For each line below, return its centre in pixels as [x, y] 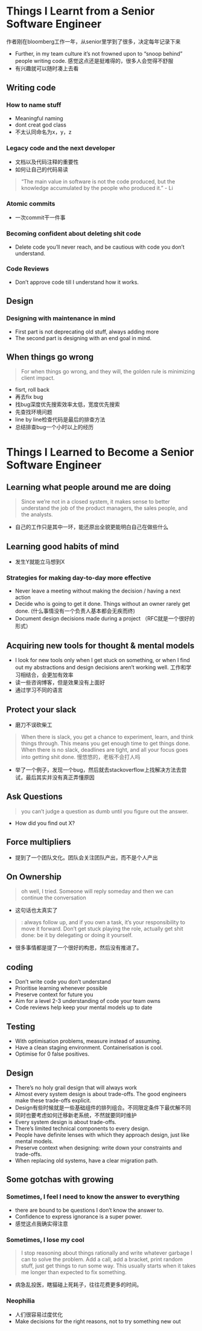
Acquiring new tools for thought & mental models [100, 646]
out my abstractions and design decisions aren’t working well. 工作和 [100, 668]
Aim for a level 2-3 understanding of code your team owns [88, 1001]
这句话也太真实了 [36, 910]
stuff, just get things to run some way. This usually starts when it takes [108, 1266]
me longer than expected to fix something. [74, 1272]
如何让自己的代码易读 [41, 169]
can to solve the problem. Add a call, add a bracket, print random [102, 1259]
